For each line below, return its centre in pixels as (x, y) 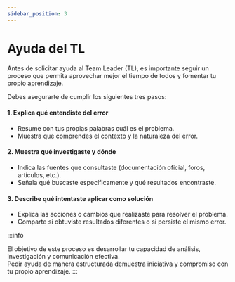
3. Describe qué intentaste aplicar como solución (80, 198)
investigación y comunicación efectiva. (64, 257)
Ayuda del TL (46, 48)
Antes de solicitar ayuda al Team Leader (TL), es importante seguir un (108, 68)
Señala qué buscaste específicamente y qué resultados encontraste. (116, 182)
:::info (15, 236)
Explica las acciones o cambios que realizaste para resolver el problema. (122, 214)
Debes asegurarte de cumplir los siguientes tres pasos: (87, 96)
